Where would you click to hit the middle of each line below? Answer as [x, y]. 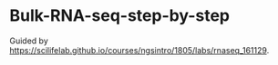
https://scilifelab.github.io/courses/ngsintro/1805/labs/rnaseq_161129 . [139, 50]
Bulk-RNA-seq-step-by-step [120, 16]
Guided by [29, 41]
